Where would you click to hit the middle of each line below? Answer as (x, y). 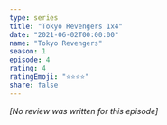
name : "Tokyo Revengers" (56, 43)
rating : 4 (28, 69)
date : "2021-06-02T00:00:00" (64, 34)
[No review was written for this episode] (84, 111)
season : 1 (28, 52)
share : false (34, 85)
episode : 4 (30, 60)
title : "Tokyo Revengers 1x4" (66, 26)
